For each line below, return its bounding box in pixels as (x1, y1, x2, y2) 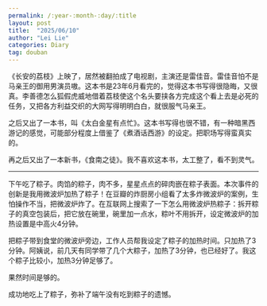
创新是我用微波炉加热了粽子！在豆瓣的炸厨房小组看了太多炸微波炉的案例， (8, 189, 252, 199)
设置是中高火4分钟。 (14, 219, 83, 228)
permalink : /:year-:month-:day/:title (8, 11, 137, 20)
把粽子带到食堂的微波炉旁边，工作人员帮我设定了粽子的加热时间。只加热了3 (8, 236, 257, 245)
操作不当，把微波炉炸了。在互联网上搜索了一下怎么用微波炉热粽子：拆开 (14, 199, 252, 208)
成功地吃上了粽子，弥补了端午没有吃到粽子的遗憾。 (8, 289, 176, 299)
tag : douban (8, 48, 48, 56)
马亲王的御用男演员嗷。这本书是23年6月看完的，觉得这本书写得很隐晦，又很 (8, 81, 258, 91)
